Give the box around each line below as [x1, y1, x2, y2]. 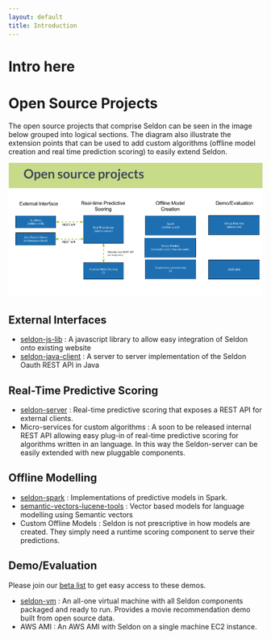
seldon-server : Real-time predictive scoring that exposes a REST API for [19, 404, 262, 415]
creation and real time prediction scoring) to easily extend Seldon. [8, 146, 227, 157]
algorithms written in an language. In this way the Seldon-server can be [19, 439, 258, 449]
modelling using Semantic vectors [19, 509, 133, 520]
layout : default [8, 13, 63, 21]
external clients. [19, 413, 74, 423]
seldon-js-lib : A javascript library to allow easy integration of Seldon [19, 335, 248, 345]
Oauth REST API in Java [19, 360, 99, 370]
